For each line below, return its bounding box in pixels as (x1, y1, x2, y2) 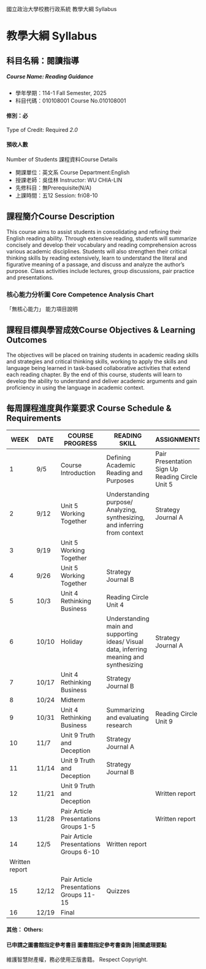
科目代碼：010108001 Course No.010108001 (15, 97, 126, 104)
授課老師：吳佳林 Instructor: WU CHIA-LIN (15, 176, 123, 183)
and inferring (106, 520, 144, 529)
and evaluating (106, 713, 149, 722)
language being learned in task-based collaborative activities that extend (6, 364, 191, 371)
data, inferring (106, 645, 147, 654)
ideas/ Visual (106, 637, 144, 646)
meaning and (106, 652, 144, 661)
